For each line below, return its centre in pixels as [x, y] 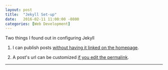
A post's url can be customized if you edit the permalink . [70, 57]
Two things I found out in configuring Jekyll [50, 38]
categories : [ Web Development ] [38, 24]
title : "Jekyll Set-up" [31, 14]
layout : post [19, 10]
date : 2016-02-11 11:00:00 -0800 [42, 19]
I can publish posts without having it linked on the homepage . [75, 47]
